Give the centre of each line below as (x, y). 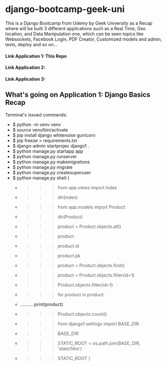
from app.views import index (87, 187)
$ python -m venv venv (37, 125)
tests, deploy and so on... (31, 44)
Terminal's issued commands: (36, 114)
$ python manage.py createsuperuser (52, 172)
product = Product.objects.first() (91, 265)
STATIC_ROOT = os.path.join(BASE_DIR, (99, 343)
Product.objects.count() (82, 314)
